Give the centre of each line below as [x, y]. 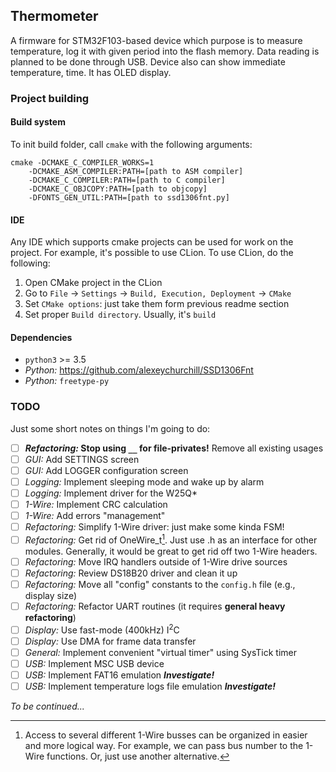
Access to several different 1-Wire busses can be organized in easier [166, 735]
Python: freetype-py [67, 381]
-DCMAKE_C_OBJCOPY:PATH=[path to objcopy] [118, 189]
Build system [38, 122]
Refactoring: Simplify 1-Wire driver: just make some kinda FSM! [154, 527]
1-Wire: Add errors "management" [95, 516]
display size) [50, 596]
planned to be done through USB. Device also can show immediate [148, 61]
